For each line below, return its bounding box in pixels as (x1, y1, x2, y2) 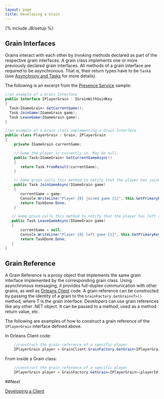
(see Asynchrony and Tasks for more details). (5, 73, 97, 79)
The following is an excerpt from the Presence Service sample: (5, 83, 132, 89)
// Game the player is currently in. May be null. (14, 150, 119, 156)
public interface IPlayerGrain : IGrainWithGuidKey (5, 96, 112, 102)
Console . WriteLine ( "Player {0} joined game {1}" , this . (20, 196, 137, 201)
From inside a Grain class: (5, 356, 57, 361)
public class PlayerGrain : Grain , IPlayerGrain (5, 133, 106, 138)
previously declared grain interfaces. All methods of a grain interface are (5, 63, 151, 69)
